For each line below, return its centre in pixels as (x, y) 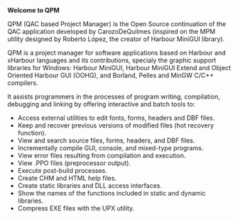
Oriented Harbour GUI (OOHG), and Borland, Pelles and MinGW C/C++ (111, 75)
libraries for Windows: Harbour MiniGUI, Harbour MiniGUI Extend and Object (119, 68)
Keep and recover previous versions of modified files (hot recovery (116, 125)
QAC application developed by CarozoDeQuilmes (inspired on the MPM (111, 32)
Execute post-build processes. (63, 170)
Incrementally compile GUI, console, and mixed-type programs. (110, 148)
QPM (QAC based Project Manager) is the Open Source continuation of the (117, 24)
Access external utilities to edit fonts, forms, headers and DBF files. (116, 118)
